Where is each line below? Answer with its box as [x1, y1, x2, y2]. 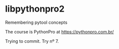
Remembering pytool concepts [5, 19, 68, 25]
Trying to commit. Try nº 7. [5, 38, 59, 44]
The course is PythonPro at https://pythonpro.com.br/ [5, 29, 114, 34]
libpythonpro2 [5, 3, 65, 15]
